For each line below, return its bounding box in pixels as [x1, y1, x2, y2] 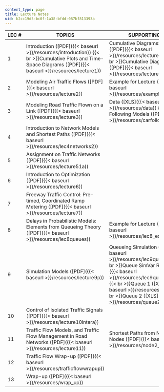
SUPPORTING [128, 32, 161, 39]
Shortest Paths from [109, 330, 155, 337]
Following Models [109, 111, 150, 118]
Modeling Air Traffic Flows [26, 79, 87, 85]
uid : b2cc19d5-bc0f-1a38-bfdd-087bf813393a [5, 16, 95, 21]
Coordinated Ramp [41, 197, 85, 204]
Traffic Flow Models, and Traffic [26, 327, 99, 333]
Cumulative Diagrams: [109, 40, 160, 47]
